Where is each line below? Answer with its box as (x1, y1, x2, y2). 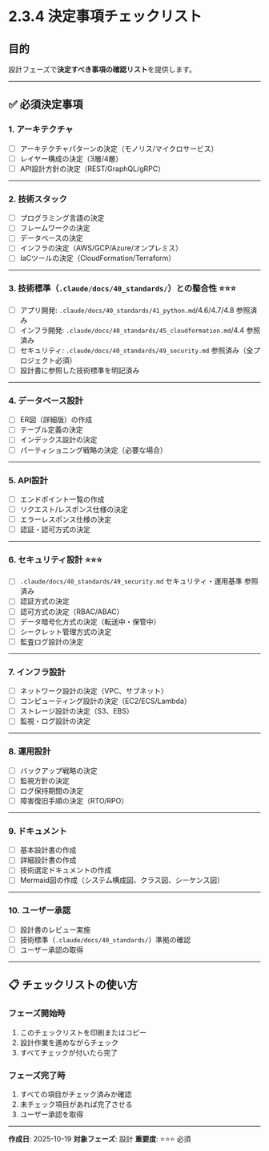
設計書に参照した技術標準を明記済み (19, 365, 140, 375)
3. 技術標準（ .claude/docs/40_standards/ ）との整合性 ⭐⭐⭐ (8, 283, 236, 294)
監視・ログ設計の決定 (19, 716, 90, 726)
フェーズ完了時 (8, 1069, 66, 1080)
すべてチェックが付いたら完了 (19, 1047, 118, 1057)
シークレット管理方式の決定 (19, 627, 112, 637)
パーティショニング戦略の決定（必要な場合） (19, 445, 167, 454)
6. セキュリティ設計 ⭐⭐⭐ (8, 555, 102, 566)
